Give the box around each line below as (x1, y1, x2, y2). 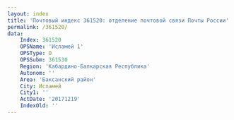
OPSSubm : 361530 (20, 56, 69, 64)
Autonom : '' (20, 69, 55, 76)
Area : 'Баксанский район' (20, 76, 97, 83)
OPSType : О (20, 50, 52, 57)
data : (7, 30, 23, 37)
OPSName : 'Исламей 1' (20, 43, 83, 50)
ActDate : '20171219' (20, 96, 81, 103)
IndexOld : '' (20, 102, 59, 109)
